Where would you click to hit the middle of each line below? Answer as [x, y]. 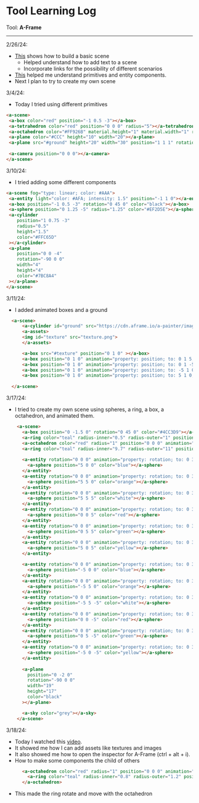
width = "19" [41, 686]
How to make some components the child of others [77, 760]
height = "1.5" [33, 232]
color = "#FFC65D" [37, 237]
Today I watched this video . [48, 741]
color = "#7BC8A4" [37, 276]
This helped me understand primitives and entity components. [91, 75]
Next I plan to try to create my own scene [65, 81]
